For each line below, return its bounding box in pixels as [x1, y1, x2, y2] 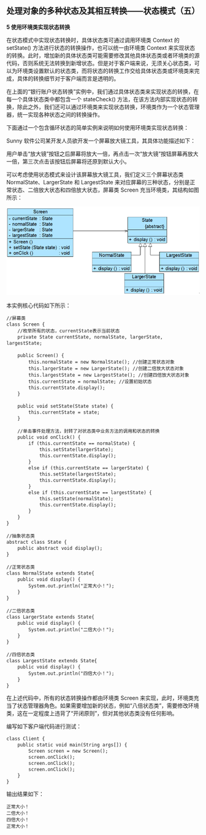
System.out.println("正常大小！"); [28, 583, 115, 589]
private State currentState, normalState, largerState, [17, 334, 164, 340]
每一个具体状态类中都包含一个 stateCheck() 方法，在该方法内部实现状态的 [6, 95, 193, 103]
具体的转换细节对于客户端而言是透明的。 [17, 74, 120, 82]
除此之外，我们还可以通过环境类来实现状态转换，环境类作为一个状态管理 [17, 103, 200, 111]
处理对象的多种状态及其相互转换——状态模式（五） [6, 6, 200, 17]
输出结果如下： [6, 790, 44, 798]
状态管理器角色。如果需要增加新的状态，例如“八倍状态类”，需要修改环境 [17, 702, 199, 710]
